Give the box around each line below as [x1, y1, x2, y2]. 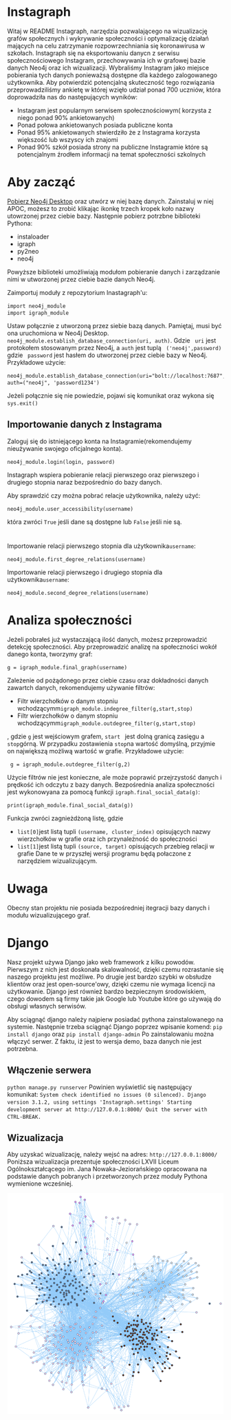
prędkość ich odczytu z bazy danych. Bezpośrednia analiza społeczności [7, 780, 215, 789]
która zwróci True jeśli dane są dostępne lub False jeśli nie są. [7, 518, 182, 526]
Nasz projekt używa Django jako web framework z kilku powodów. [7, 957, 195, 966]
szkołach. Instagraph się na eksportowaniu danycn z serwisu [7, 49, 180, 57]
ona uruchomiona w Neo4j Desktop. [7, 329, 109, 337]
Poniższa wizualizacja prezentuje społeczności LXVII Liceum [7, 1157, 179, 1166]
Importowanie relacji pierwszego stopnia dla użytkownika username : [7, 542, 196, 550]
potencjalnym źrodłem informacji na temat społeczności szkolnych [16, 150, 206, 159]
